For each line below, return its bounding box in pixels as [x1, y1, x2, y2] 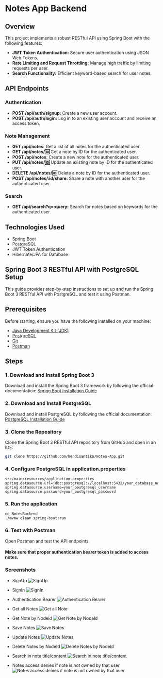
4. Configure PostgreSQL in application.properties [5, 465, 126, 472]
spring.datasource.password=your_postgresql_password [5, 489, 116, 494]
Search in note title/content [12, 653, 67, 659]
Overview [5, 22, 35, 31]
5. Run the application [5, 501, 58, 507]
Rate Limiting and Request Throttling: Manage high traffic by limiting [12, 60, 151, 66]
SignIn [12, 587, 25, 593]
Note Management [5, 132, 50, 139]
